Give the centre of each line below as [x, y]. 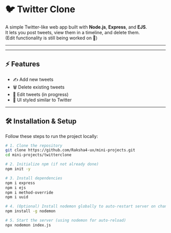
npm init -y [18, 169]
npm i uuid [17, 197]
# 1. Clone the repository [34, 146]
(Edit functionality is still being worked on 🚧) [51, 38]
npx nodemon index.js [28, 225]
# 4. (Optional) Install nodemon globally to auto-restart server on [81, 206]
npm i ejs [16, 188]
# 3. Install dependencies [34, 178]
